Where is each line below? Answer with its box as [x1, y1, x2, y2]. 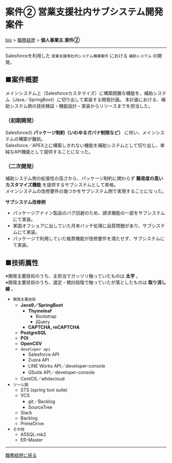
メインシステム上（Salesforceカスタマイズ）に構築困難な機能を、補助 [5, 90, 154, 96]
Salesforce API [28, 351, 59, 357]
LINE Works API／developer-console [28, 363, 106, 369]
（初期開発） [5, 117, 37, 124]
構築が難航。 [18, 136, 46, 142]
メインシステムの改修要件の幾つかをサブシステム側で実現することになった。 [5, 188, 167, 194]
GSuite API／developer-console [28, 369, 95, 375]
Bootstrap [35, 313, 57, 320]
